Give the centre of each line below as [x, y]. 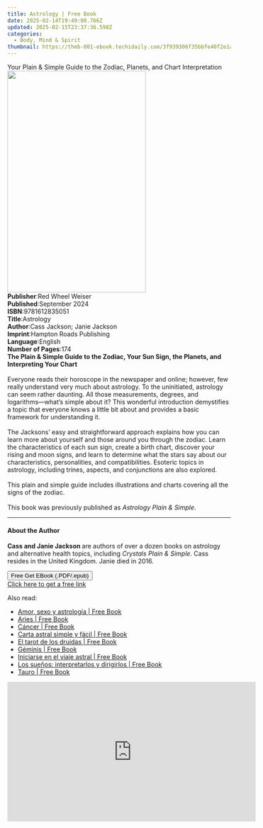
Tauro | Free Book [44, 672]
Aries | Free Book [43, 619]
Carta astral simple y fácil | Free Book [72, 634]
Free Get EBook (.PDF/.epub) [50, 576]
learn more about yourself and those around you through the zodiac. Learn [117, 440]
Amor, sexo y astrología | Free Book [69, 612]
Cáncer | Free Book [46, 627]
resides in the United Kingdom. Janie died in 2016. [81, 561]
